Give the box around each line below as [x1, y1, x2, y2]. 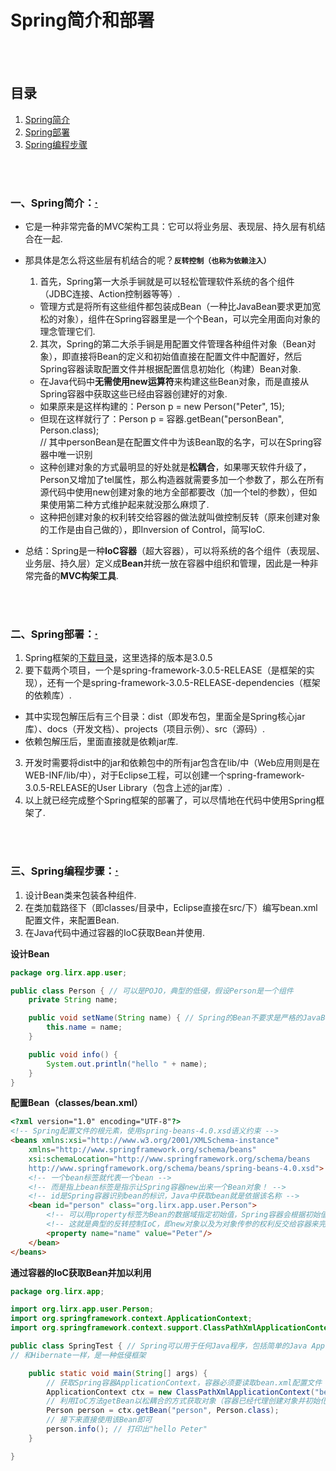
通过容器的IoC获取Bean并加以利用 [10, 1266, 152, 1278]
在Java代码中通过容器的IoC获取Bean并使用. [24, 926, 206, 938]
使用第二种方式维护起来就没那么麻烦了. [48, 499, 210, 511]
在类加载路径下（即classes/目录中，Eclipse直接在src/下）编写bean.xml [24, 901, 318, 913]
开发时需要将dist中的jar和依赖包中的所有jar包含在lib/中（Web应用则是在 [24, 757, 320, 769]
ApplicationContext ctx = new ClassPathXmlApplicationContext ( [46, 1387, 315, 1397]
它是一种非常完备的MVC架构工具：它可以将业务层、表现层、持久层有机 [24, 221, 317, 233]
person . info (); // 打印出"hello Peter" [46, 1424, 208, 1435]
